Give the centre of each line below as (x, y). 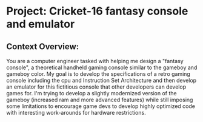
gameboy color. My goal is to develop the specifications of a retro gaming (98, 74)
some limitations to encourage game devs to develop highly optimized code (101, 106)
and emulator (41, 24)
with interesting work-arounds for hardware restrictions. (76, 113)
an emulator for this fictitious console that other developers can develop (96, 87)
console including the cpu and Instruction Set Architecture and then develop (101, 80)
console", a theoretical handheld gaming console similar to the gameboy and (102, 67)
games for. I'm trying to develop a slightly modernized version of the (92, 93)
